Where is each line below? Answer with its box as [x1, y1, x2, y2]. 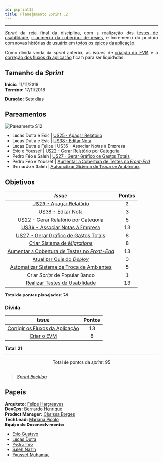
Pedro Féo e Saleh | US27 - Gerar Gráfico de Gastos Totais [12, 153, 130, 159]
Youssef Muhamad [12, 452, 50, 458]
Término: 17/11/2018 [5, 87, 45, 92]
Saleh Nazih [12, 446, 36, 453]
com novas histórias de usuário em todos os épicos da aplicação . [5, 40, 136, 46]
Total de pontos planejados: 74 [5, 292, 69, 297]
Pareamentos [5, 110, 47, 118]
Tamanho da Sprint [5, 69, 64, 77]
